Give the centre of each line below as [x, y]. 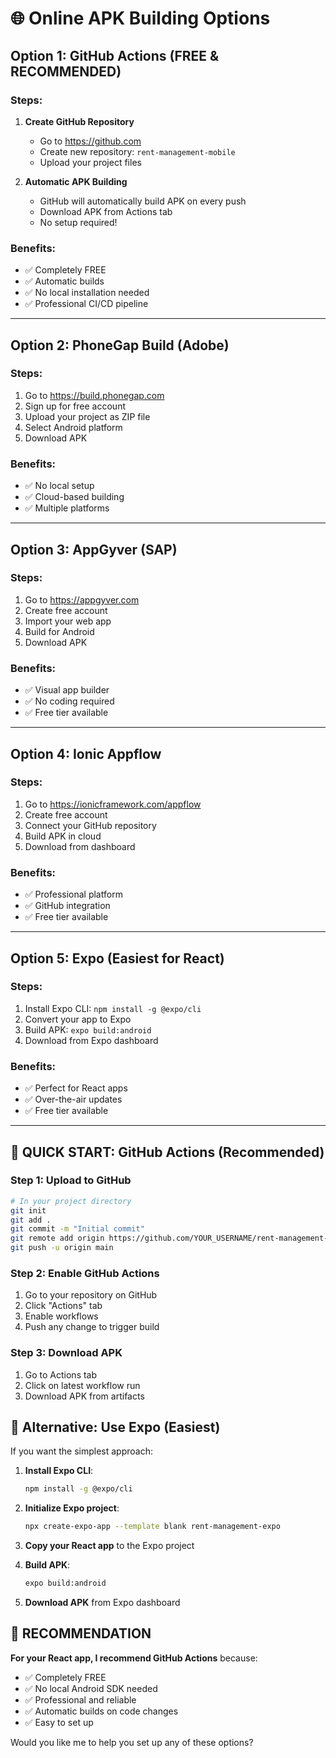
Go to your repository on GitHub [91, 1295]
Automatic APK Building [76, 181]
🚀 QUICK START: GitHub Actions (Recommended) [167, 1152]
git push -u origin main [62, 1248]
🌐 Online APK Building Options [140, 18]
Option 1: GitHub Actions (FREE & [115, 55]
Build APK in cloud [63, 836]
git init [28, 1210]
